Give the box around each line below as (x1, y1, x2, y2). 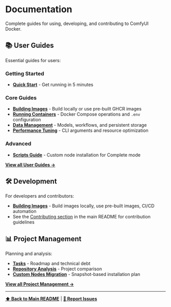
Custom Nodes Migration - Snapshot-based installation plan (12, 271, 140, 277)
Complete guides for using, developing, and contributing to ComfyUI (5, 20, 149, 26)
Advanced (5, 140, 32, 147)
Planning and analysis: (5, 250, 52, 257)
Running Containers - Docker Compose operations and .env (12, 111, 140, 118)
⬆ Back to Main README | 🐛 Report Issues (5, 296, 98, 302)
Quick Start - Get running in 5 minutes (12, 81, 94, 88)
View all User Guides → (5, 161, 55, 168)
